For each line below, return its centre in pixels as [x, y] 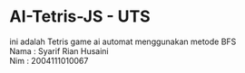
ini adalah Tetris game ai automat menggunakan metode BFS [123, 41]
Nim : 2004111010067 [49, 60]
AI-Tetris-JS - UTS [80, 17]
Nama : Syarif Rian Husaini [59, 50]
